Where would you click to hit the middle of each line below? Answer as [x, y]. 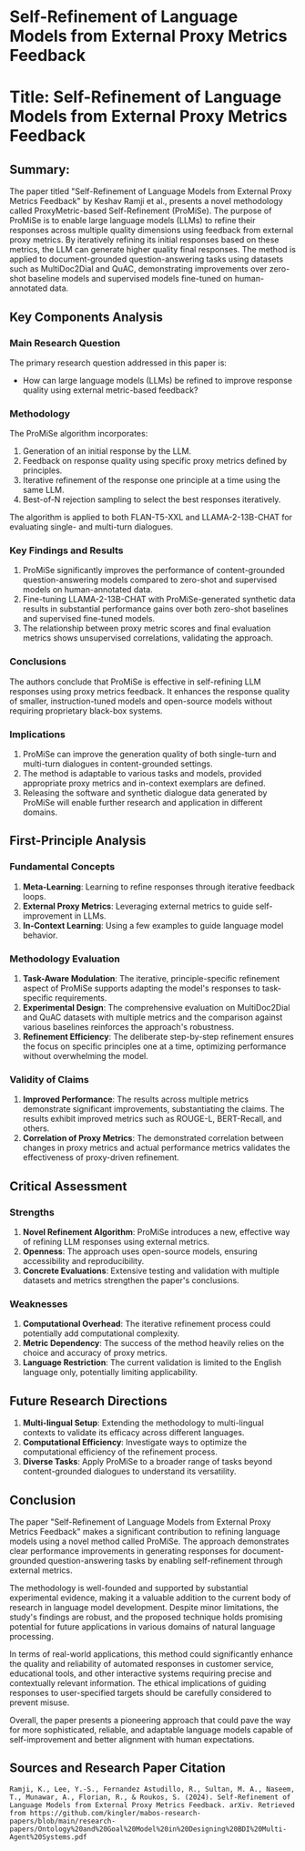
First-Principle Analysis [78, 841]
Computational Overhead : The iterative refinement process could [147, 1324]
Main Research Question [65, 343]
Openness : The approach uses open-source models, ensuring [140, 1251]
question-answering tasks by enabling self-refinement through [166, 1560]
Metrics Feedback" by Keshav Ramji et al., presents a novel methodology [147, 201]
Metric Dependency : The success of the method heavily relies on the [153, 1343]
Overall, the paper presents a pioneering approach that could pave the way [150, 1720]
